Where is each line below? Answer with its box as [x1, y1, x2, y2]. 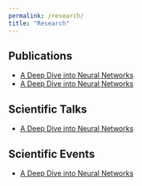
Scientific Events [8, 147, 95, 161]
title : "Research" [8, 19, 70, 27]
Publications [8, 49, 73, 63]
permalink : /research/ [8, 11, 84, 20]
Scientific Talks [8, 102, 87, 116]
